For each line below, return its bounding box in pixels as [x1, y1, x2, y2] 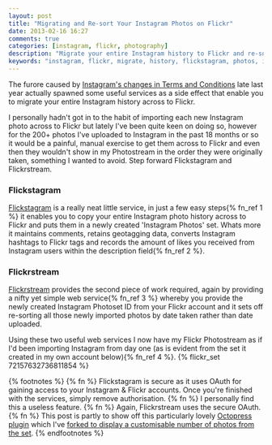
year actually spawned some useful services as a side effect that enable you [8, 88, 264, 97]
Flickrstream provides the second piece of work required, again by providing [8, 285, 264, 295]
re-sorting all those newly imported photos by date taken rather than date [8, 310, 253, 321]
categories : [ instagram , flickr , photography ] [8, 42, 168, 50]
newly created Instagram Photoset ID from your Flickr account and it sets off [8, 302, 264, 312]
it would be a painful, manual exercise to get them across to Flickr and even [8, 138, 261, 148]
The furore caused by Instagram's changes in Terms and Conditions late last [8, 79, 264, 89]
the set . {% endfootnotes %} [8, 428, 104, 439]
